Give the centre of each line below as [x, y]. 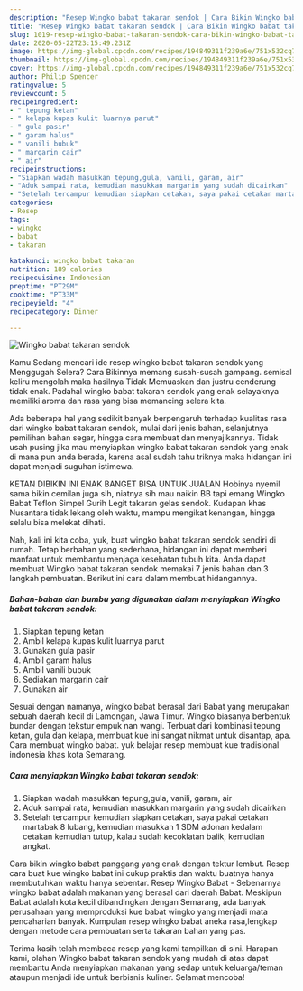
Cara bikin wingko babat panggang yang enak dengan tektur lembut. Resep [150, 864]
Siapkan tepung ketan [63, 632]
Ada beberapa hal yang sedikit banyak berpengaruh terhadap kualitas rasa [148, 419]
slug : [19, 34]
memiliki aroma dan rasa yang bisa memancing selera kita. [118, 401]
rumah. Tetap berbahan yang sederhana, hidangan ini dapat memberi [138, 550]
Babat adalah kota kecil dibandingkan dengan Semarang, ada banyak [138, 902]
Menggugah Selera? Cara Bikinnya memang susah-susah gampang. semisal [151, 373]
